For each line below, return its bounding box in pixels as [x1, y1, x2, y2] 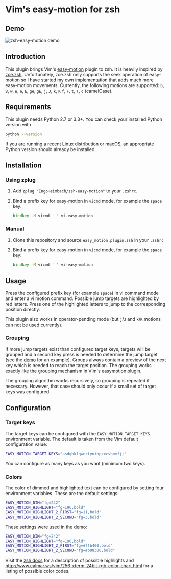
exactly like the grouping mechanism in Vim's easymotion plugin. [5, 368, 142, 374]
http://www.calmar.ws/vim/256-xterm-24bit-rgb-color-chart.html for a [5, 563, 153, 569]
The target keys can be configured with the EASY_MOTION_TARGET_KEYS [5, 431, 150, 437]
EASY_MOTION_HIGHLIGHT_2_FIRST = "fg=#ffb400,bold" [5, 543, 113, 548]
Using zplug [5, 176, 36, 183]
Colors [5, 473, 22, 480]
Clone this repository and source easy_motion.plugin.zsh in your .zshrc [12, 237, 164, 243]
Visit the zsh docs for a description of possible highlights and [5, 557, 134, 564]
